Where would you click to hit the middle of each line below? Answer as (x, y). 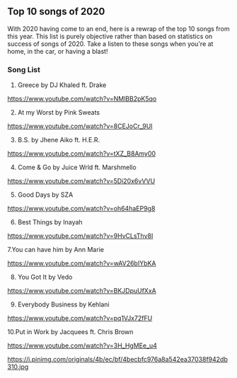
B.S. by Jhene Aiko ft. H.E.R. (59, 140)
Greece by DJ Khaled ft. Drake (62, 85)
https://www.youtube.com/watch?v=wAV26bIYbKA (82, 263)
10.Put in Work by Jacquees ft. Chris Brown (70, 332)
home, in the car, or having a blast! (58, 51)
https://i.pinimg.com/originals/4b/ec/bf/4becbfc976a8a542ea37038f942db (117, 360)
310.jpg (18, 367)
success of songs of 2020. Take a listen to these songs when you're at (110, 44)
